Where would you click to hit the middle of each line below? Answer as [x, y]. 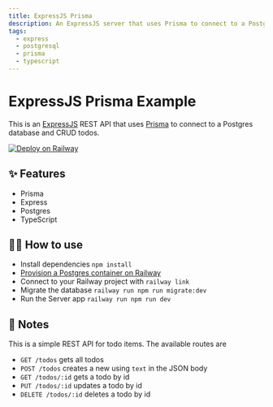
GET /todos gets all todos [62, 360]
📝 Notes [29, 325]
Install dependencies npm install [76, 264]
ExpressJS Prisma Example [102, 102]
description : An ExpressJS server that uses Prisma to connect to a [127, 24]
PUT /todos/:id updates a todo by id [81, 386]
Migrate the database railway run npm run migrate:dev [113, 290]
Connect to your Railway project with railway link [105, 282]
